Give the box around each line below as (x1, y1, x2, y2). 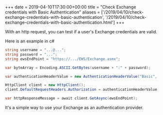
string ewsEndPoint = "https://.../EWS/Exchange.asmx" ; (5, 57, 120, 61)
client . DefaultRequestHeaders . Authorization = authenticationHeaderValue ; (5, 87, 160, 92)
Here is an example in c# (5, 38, 55, 44)
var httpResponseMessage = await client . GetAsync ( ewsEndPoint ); (5, 96, 138, 101)
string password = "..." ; (5, 52, 57, 57)
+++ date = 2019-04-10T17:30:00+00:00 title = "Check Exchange (5, 4, 136, 10)
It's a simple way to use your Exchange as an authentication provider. (5, 105, 144, 110)
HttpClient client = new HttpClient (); (5, 83, 86, 87)
